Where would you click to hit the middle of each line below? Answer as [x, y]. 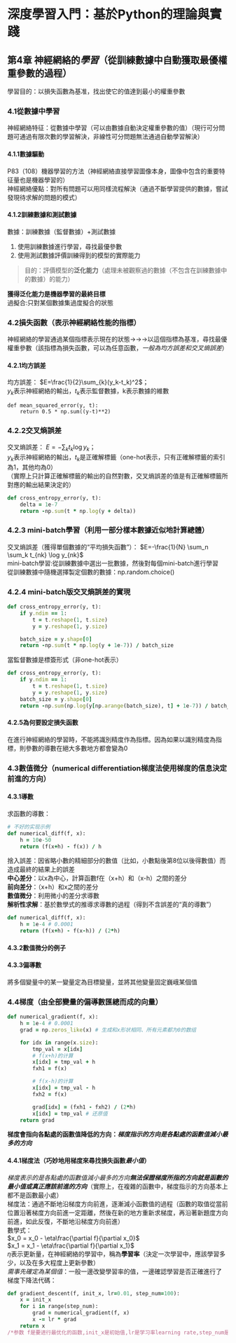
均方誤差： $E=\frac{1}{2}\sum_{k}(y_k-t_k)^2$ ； [78, 382]
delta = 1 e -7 [39, 505]
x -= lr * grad [55, 1320]
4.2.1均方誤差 [27, 365]
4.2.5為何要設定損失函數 [43, 723]
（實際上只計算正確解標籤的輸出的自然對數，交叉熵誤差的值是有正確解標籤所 [118, 476]
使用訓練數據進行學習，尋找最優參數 [70, 246]
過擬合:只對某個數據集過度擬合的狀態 [61, 302]
